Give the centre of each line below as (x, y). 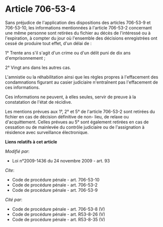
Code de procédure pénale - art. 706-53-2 (55, 185)
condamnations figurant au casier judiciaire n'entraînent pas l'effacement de (81, 82)
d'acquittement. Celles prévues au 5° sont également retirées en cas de (77, 122)
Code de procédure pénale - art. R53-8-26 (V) (59, 214)
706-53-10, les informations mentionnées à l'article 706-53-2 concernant (79, 27)
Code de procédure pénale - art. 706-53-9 (55, 190)
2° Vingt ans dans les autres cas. (38, 68)
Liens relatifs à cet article (31, 142)
